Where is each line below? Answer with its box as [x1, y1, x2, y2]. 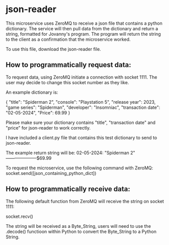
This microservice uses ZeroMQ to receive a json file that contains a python [6, 20, 162, 26]
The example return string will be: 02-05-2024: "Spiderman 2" [6, 150, 135, 156]
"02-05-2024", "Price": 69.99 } [6, 109, 70, 115]
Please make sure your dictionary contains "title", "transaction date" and [6, 119, 155, 126]
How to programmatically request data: [6, 60, 131, 69]
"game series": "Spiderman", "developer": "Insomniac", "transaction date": [6, 104, 160, 110]
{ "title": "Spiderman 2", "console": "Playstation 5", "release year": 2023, [6, 99, 156, 105]
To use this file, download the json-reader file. [6, 46, 101, 52]
